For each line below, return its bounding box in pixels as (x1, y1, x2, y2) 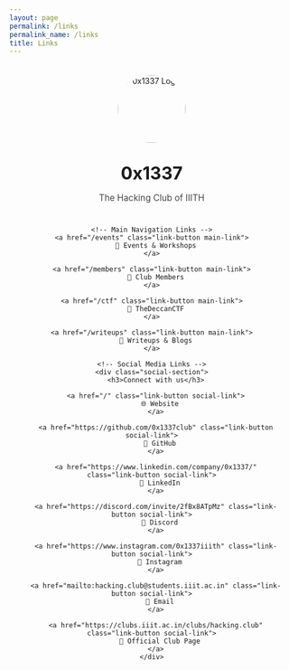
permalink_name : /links (9, 30, 99, 39)
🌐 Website (140, 399, 179, 408)
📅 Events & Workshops (115, 241, 197, 250)
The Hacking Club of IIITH (98, 192, 205, 203)
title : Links (9, 38, 59, 48)
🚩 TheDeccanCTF (127, 304, 185, 313)
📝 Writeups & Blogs (118, 335, 192, 344)
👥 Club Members (127, 272, 185, 281)
